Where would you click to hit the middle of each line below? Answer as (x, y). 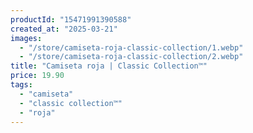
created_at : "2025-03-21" (64, 29)
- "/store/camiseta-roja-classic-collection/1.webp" (131, 47)
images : (26, 38)
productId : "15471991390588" (71, 19)
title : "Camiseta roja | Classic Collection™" (109, 66)
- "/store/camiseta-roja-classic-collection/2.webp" (131, 57)
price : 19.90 (37, 76)
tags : (21, 85)
